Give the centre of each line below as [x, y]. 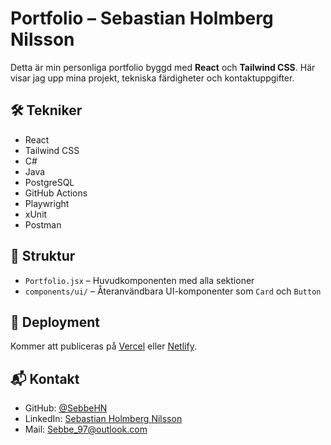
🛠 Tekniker [46, 110]
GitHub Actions [56, 193]
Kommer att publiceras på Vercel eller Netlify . [103, 346]
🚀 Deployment [55, 322]
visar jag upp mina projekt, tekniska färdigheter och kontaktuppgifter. [152, 78]
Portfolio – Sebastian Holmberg [142, 18]
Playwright [47, 203]
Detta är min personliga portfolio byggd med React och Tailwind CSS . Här [163, 67]
